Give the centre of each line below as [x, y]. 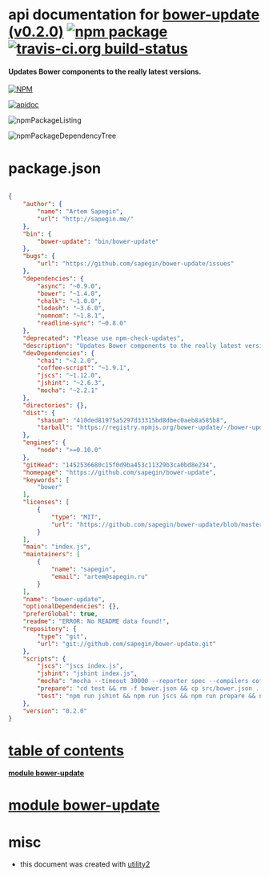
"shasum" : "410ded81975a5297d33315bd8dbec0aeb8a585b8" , [132, 420]
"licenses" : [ [46, 503]
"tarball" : [55, 428]
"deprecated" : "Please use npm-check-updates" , [103, 338]
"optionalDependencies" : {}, [71, 607]
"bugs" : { [39, 257]
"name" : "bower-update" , [64, 599]
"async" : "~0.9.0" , [70, 286]
